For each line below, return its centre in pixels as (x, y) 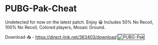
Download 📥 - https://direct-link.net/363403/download (61, 37)
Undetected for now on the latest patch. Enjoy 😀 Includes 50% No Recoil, (79, 22)
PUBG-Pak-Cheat (41, 9)
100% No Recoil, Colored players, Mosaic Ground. (55, 27)
